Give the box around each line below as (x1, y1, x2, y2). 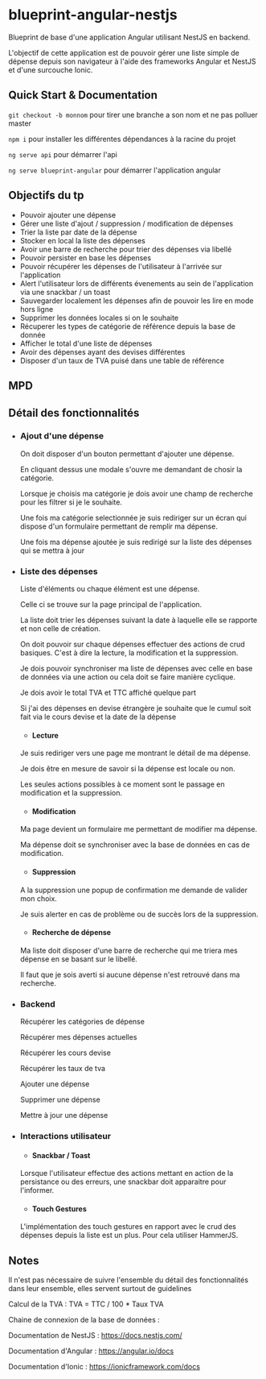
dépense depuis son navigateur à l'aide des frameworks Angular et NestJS (8, 56, 256, 66)
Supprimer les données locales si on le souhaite (19, 313, 179, 322)
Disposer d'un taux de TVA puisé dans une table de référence (19, 355, 225, 365)
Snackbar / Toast (31, 1150, 91, 1160)
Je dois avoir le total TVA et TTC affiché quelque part (19, 687, 197, 697)
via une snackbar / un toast (19, 287, 111, 297)
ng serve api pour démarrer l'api (8, 149, 118, 159)
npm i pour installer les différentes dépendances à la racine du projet (8, 134, 236, 143)
